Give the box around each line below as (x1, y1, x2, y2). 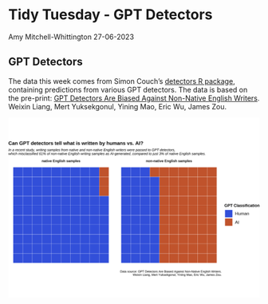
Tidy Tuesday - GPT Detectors (8, 6, 213, 24)
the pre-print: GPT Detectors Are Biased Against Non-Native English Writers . (8, 93, 260, 103)
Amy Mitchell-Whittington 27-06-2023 (8, 32, 134, 41)
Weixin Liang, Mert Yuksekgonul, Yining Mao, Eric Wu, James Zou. (8, 101, 227, 111)
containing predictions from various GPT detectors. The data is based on (8, 85, 248, 94)
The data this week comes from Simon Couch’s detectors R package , (8, 76, 235, 85)
